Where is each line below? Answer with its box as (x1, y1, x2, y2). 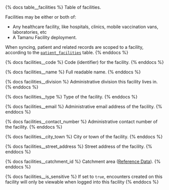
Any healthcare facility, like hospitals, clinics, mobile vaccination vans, (12, 24, 158, 30)
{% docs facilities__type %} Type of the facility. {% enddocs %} (5, 94, 138, 100)
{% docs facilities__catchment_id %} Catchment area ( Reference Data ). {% (5, 158, 161, 164)
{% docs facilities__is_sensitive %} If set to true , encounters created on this (5, 173, 163, 179)
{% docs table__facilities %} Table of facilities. (5, 5, 101, 10)
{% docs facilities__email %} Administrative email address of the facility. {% (5, 104, 162, 110)
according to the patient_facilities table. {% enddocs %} (5, 50, 129, 55)
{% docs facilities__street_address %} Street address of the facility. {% (5, 143, 152, 149)
